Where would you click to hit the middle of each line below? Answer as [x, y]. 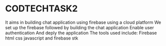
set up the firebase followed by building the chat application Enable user [79, 27]
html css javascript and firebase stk [42, 38]
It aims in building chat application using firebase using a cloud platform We [83, 22]
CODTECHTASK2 [41, 9]
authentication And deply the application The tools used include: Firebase [81, 33]
